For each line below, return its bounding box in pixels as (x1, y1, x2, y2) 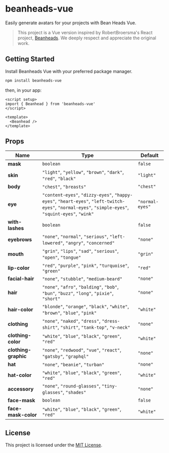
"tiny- (101, 383, 117, 389)
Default (140, 152, 159, 159)
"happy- (114, 192, 133, 198)
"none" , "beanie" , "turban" (42, 361, 105, 368)
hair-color (8, 306, 34, 313)
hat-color (8, 372, 32, 379)
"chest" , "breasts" (42, 183, 87, 190)
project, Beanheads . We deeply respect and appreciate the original (17, 35, 156, 41)
